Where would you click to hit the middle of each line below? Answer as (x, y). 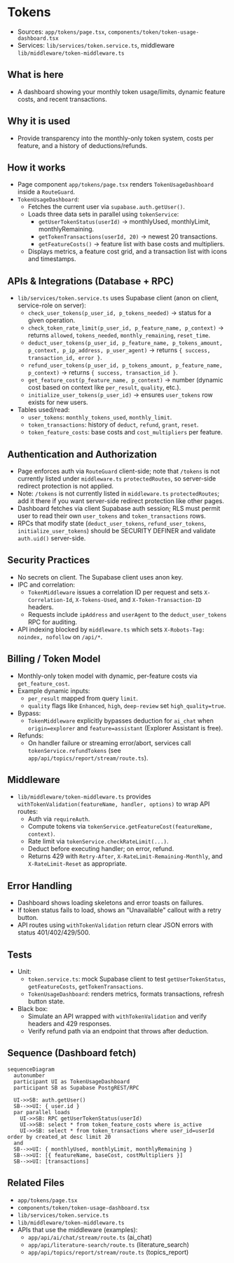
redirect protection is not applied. (66, 486)
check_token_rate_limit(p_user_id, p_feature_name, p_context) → (126, 328)
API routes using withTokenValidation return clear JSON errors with (115, 925)
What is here (36, 75)
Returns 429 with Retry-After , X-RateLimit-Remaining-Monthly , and (125, 856)
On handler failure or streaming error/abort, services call (109, 743)
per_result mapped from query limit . (83, 698)
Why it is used (39, 121)
